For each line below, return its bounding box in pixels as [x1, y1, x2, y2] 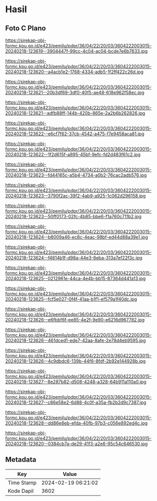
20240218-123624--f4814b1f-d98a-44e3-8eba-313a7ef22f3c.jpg [5, 255, 143, 260]
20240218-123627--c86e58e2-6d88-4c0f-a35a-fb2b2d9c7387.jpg [5, 399, 147, 405]
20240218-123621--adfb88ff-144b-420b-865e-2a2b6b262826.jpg [5, 110, 145, 116]
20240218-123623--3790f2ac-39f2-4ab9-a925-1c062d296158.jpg [5, 193, 146, 199]
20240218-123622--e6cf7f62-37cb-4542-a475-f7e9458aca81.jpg [5, 131, 144, 137]
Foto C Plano [5, 24, 46, 33]
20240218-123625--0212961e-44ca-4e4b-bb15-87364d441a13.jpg [5, 276, 146, 281]
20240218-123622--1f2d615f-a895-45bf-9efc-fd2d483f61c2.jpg [5, 152, 141, 157]
